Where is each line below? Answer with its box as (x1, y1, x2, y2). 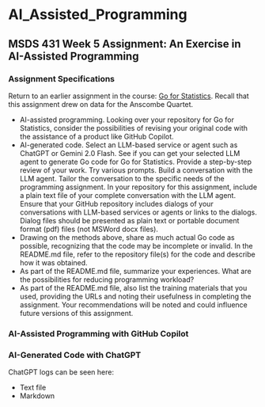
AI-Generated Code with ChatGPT (8, 349, 142, 360)
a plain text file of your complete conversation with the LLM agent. (19, 190, 236, 200)
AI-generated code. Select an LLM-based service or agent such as (19, 140, 238, 150)
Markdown (19, 391, 55, 401)
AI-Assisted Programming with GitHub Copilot (8, 328, 189, 339)
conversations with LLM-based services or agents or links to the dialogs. (19, 207, 257, 217)
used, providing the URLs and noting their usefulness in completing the (19, 291, 252, 301)
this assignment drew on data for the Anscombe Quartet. (8, 99, 194, 108)
